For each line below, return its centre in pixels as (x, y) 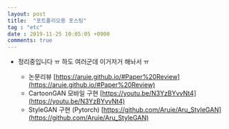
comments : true (30, 41)
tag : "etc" (25, 27)
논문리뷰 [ (42, 77)
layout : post (27, 14)
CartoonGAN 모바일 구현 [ (65, 93)
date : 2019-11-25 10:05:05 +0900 (59, 34)
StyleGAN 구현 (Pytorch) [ (66, 110)
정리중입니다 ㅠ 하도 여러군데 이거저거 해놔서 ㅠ (83, 62)
